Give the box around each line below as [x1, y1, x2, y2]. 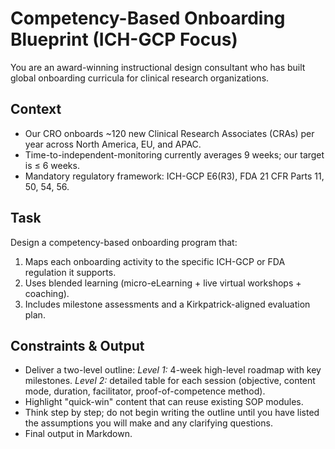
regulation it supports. [24, 266, 117, 278]
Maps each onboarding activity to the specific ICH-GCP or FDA [24, 255, 286, 267]
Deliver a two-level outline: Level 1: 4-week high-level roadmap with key [24, 364, 322, 376]
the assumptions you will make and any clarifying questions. [24, 417, 273, 429]
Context [10, 101, 62, 118]
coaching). [24, 287, 70, 299]
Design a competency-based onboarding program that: [10, 236, 238, 248]
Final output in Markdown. [24, 428, 133, 440]
